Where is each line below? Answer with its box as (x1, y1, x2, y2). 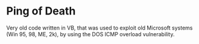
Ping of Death (6, 4, 76, 18)
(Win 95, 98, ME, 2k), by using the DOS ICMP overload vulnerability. (6, 30, 175, 37)
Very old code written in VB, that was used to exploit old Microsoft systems (6, 24, 193, 31)
